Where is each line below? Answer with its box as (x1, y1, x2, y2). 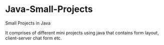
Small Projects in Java (5, 20, 51, 26)
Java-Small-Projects (5, 3, 93, 15)
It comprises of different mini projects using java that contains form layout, (5, 29, 159, 35)
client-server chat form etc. (5, 35, 62, 41)
